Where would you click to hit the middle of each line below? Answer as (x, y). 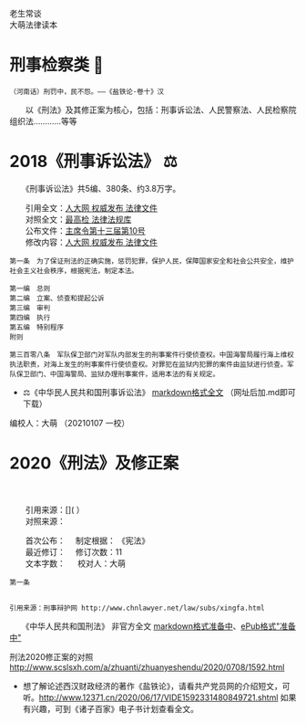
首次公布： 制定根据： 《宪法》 (87, 540)
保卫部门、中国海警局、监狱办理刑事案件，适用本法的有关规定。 (118, 374)
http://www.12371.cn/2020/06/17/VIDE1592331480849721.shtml (158, 697)
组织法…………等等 (43, 120)
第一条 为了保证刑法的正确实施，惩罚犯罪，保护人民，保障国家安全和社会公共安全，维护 (152, 261)
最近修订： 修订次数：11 (74, 551)
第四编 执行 (30, 318)
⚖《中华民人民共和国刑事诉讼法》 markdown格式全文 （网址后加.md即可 (159, 392)
